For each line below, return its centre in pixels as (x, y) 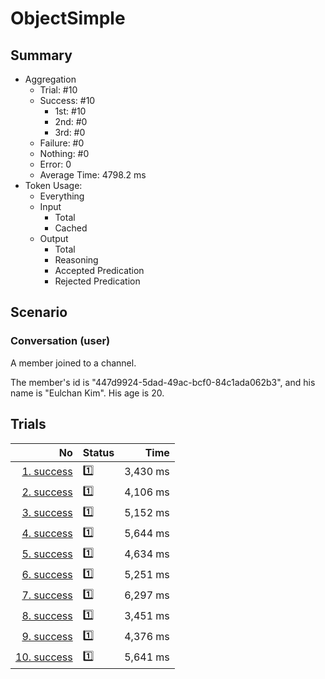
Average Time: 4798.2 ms (93, 175)
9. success (47, 636)
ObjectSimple (68, 18)
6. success (47, 574)
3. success (47, 512)
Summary (41, 55)
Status (98, 452)
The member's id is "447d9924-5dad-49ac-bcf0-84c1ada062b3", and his (163, 382)
